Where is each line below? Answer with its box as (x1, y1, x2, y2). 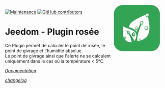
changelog (5, 77, 27, 83)
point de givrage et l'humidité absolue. (5, 48, 83, 54)
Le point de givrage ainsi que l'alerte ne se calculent (5, 53, 111, 59)
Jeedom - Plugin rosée (5, 27, 99, 37)
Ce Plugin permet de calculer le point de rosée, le (5, 42, 106, 48)
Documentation (5, 67, 37, 73)
